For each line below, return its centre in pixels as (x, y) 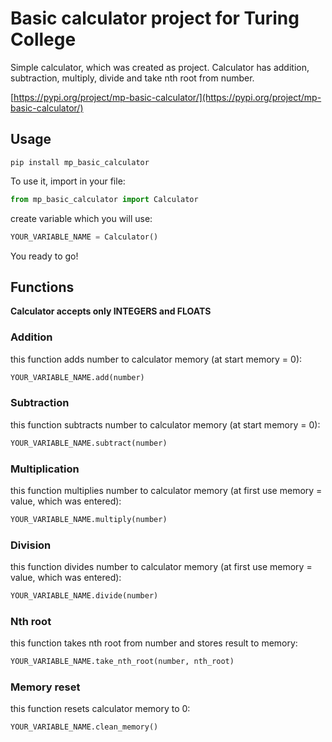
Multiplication (45, 469)
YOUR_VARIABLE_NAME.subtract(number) (89, 443)
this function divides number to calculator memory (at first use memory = (161, 567)
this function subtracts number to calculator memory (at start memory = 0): (165, 424)
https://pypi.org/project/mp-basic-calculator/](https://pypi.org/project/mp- (167, 97)
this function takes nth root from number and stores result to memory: (154, 643)
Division (31, 545)
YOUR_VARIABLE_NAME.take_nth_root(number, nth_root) (122, 662)
